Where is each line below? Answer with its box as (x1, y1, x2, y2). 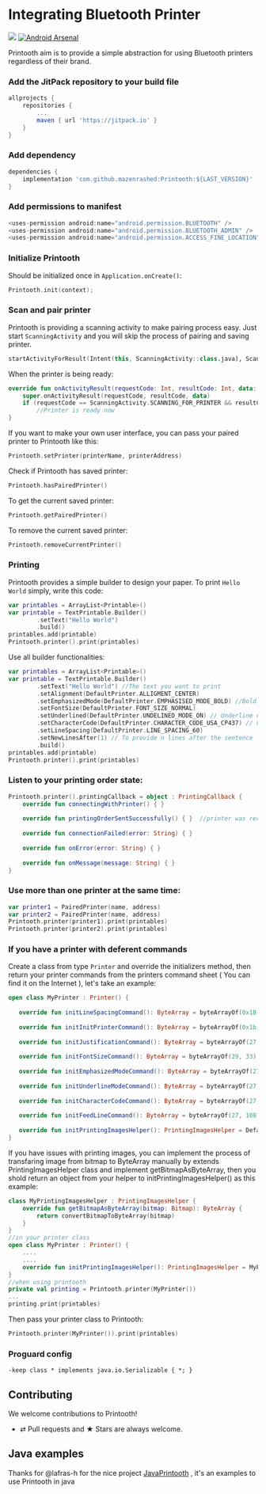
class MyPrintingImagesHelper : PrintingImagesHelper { (8, 1197, 196, 1205)
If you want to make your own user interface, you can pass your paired (8, 428, 239, 438)
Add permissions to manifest (8, 201, 122, 212)
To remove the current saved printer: (8, 525, 128, 535)
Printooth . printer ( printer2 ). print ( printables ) (8, 925, 169, 933)
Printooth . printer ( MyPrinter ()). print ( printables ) (8, 1330, 179, 1338)
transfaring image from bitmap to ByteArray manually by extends (8, 1156, 219, 1165)
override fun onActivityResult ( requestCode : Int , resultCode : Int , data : (8, 384, 257, 393)
